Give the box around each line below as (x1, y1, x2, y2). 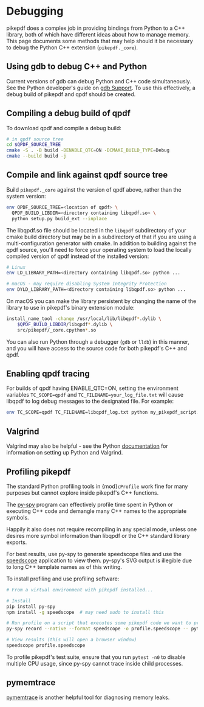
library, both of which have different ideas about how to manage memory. (6, 30, 190, 38)
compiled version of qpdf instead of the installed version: (6, 252, 149, 260)
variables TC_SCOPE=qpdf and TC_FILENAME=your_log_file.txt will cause (6, 391, 184, 399)
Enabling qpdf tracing (6, 369, 90, 379)
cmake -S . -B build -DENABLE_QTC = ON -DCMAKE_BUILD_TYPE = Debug (6, 147, 170, 153)
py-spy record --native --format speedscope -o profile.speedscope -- (6, 625, 189, 632)
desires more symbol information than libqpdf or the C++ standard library (6, 532, 190, 539)
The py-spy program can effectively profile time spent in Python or (6, 501, 173, 508)
